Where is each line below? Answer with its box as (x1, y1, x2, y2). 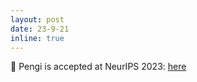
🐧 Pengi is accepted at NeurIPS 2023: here (10, 61, 187, 73)
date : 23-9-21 (10, 24, 70, 34)
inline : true (10, 33, 65, 43)
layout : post (10, 14, 65, 25)
